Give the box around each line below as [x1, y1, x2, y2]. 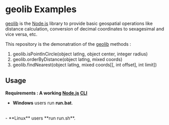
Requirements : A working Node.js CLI [5, 90, 88, 96]
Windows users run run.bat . [12, 100, 73, 106]
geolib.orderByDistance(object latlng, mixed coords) [12, 56, 123, 62]
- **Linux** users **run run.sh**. [5, 115, 75, 121]
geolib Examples [5, 4, 77, 15]
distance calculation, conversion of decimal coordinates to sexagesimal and [5, 25, 164, 32]
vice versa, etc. [5, 31, 38, 37]
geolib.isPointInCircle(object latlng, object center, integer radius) [12, 51, 148, 57]
